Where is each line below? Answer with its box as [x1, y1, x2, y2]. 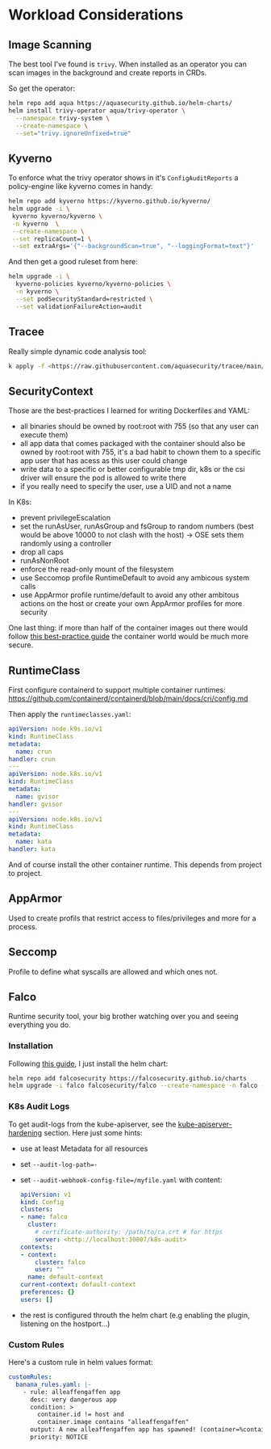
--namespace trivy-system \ [15, 114, 110, 122]
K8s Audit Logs [8, 1101, 70, 1112]
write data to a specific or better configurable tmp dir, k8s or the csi [19, 465, 245, 474]
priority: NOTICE [29, 1433, 89, 1442]
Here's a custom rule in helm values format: [8, 1358, 153, 1367]
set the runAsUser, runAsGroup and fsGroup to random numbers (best [19, 521, 254, 531]
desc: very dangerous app [29, 1396, 117, 1404]
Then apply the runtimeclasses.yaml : [8, 710, 131, 718]
